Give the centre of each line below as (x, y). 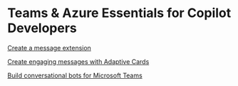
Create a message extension (49, 48)
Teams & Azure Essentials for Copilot (119, 13)
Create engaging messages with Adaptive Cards (78, 61)
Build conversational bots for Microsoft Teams (75, 75)
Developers (42, 28)
